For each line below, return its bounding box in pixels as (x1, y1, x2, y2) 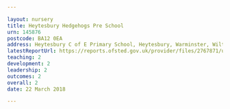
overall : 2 (7, 79, 38, 86)
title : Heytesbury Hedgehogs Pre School (7, 22, 125, 29)
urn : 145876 (7, 29, 41, 35)
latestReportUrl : (7, 48, 57, 54)
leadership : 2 (7, 66, 48, 74)
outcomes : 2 (7, 73, 41, 80)
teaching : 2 (7, 54, 41, 61)
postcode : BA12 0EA (7, 35, 63, 42)
